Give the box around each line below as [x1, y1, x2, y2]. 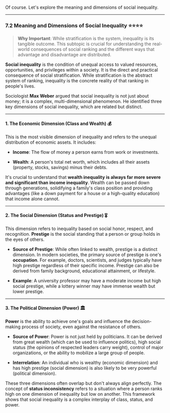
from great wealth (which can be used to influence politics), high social [12, 339, 161, 345]
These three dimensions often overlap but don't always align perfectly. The [5, 380, 162, 386]
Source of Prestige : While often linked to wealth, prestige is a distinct [12, 246, 158, 252]
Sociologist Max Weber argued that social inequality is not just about [5, 93, 149, 99]
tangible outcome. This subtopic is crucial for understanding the [17, 41, 152, 47]
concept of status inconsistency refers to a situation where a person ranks [5, 386, 163, 392]
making [5, 324, 21, 330]
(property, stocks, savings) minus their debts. [12, 164, 108, 170]
